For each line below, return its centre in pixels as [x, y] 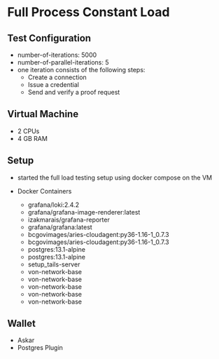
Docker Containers [44, 191]
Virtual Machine [43, 114]
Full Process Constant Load [89, 12]
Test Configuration [49, 38]
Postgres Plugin [40, 348]
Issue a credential [53, 84]
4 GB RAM [32, 138]
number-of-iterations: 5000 [57, 55]
